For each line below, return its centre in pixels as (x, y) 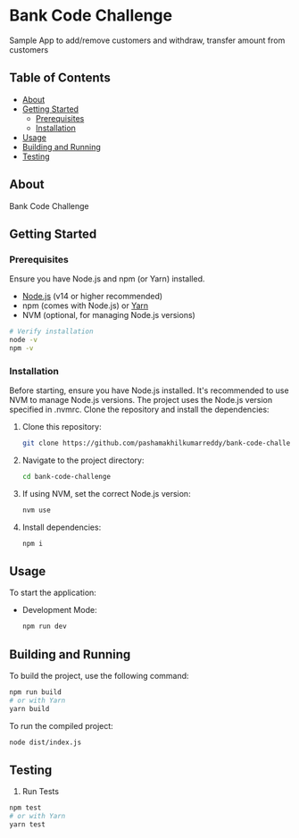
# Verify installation (51, 331)
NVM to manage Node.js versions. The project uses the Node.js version (141, 400)
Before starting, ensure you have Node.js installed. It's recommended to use (149, 390)
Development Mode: (59, 610)
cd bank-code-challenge (66, 477)
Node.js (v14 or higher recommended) (92, 297)
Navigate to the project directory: (83, 460)
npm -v (21, 348)
